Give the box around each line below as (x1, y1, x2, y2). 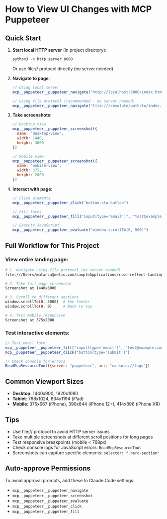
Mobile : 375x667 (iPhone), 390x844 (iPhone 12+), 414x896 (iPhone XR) (12, 401, 161, 407)
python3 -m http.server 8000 (12, 57, 73, 62)
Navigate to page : (12, 75, 50, 81)
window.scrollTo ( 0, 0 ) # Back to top (5, 304, 92, 309)
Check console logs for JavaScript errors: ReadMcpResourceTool (12, 444, 142, 450)
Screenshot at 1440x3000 (5, 286, 57, 291)
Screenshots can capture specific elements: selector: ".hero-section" (12, 449, 160, 456)
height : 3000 (17, 140, 44, 145)
